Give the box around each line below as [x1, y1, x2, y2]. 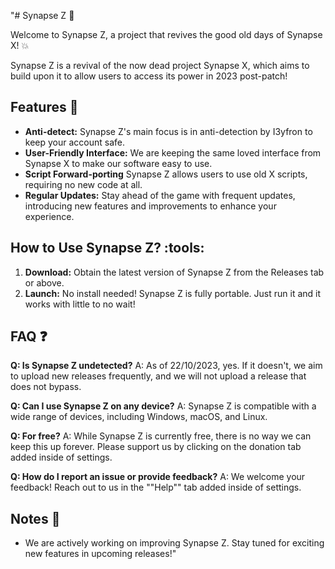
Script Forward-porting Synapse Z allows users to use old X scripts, [24, 168, 308, 180]
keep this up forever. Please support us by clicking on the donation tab [10, 441, 302, 453]
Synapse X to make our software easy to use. [24, 157, 213, 169]
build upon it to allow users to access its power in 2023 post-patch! [10, 70, 288, 82]
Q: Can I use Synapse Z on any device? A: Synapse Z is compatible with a [10, 400, 317, 412]
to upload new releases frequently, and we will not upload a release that [10, 370, 307, 382]
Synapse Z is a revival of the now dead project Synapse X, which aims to [10, 60, 310, 71]
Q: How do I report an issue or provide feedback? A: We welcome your [10, 471, 306, 483]
